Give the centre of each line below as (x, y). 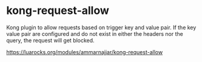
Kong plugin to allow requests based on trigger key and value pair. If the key (101, 27)
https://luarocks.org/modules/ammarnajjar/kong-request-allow (85, 52)
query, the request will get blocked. (51, 40)
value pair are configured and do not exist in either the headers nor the (95, 33)
